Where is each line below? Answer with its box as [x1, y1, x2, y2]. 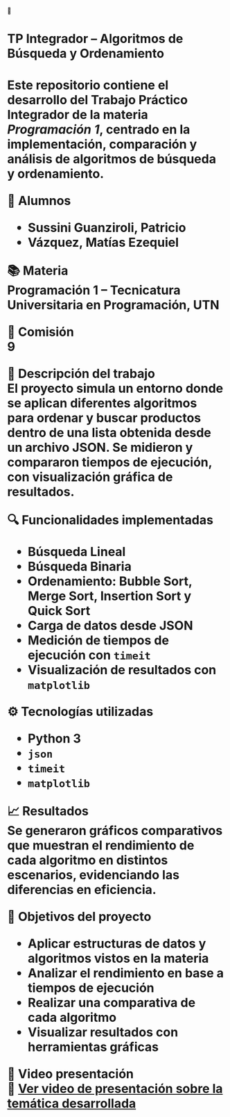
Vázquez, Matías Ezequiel [27, 235, 179, 250]
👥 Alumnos [7, 193, 71, 209]
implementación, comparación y [7, 136, 197, 152]
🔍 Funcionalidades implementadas [7, 512, 213, 528]
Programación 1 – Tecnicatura [7, 282, 182, 298]
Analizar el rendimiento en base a [27, 965, 224, 981]
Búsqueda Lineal [27, 544, 126, 560]
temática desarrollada [7, 1095, 136, 1111]
